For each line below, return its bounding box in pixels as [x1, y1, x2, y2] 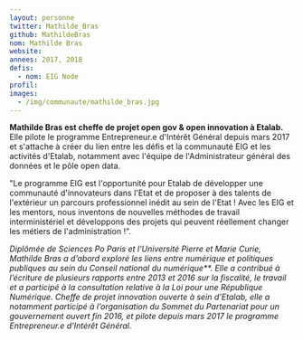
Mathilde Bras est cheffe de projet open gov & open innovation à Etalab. [9, 122, 284, 133]
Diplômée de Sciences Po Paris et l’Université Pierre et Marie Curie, [9, 243, 262, 254]
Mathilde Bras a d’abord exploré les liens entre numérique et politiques [9, 253, 274, 264]
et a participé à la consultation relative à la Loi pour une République [9, 282, 263, 293]
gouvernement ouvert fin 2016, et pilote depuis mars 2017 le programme [9, 311, 279, 322]
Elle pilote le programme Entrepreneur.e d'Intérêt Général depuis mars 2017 [9, 132, 290, 143]
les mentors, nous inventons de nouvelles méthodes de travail [9, 207, 241, 218]
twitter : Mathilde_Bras [9, 22, 99, 31]
